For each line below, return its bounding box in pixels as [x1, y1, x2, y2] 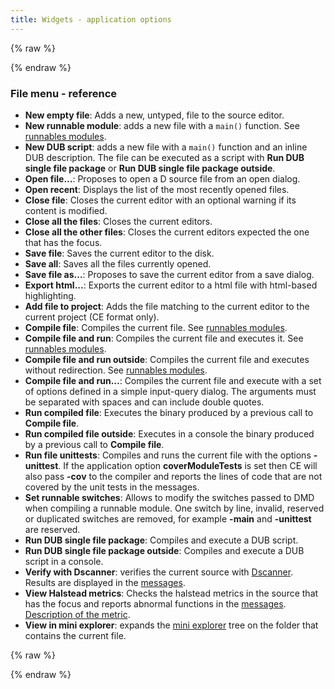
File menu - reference [10, 86, 118, 100]
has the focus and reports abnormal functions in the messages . [24, 597, 287, 610]
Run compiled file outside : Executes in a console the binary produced [24, 427, 315, 440]
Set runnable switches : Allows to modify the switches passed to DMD [24, 491, 315, 503]
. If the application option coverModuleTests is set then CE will [58, 459, 318, 471]
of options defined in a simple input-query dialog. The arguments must [24, 385, 317, 397]
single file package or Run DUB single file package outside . [24, 162, 276, 174]
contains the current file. [24, 629, 127, 641]
